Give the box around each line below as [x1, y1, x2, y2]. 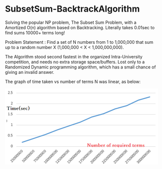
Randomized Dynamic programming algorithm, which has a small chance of [5, 64, 156, 70]
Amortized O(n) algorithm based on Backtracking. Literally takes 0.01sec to [5, 24, 155, 30]
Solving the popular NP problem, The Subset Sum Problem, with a [5, 19, 137, 25]
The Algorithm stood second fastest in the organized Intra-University [5, 53, 143, 59]
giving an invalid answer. [5, 69, 54, 75]
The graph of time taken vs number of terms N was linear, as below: [5, 79, 141, 84]
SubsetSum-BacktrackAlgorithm [5, 3, 140, 15]
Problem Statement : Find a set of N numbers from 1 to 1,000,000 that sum [5, 39, 154, 45]
